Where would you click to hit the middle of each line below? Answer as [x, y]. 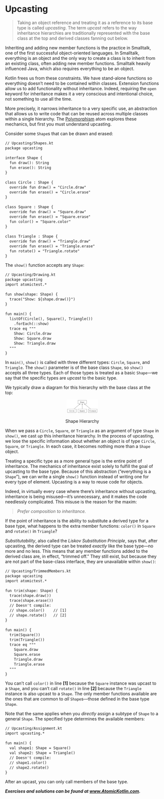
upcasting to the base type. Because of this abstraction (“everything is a [78, 471]
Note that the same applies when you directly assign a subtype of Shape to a [82, 714]
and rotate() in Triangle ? [31, 531]
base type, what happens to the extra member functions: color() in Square [80, 526]
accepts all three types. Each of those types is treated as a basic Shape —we [82, 373]
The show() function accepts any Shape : [45, 265]
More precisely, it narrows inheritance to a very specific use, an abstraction [81, 108]
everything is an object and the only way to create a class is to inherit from [80, 58]
